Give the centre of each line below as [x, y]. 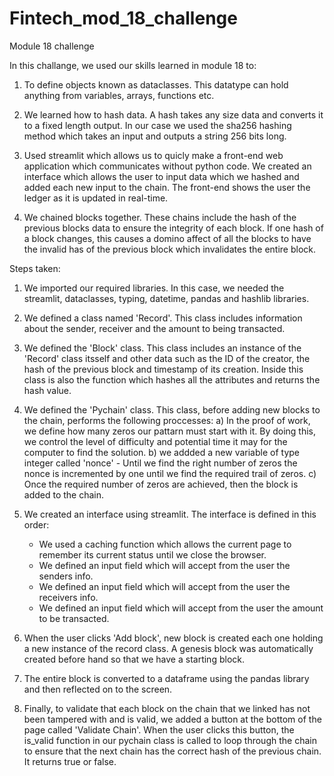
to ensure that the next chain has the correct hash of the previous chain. [172, 751]
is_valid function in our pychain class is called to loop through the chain [170, 740]
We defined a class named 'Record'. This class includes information [163, 318]
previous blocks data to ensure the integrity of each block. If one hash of [173, 228]
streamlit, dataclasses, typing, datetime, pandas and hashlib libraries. [166, 298]
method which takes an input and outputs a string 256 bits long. [155, 136]
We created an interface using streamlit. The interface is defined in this [170, 514]
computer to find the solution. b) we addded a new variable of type [162, 452]
